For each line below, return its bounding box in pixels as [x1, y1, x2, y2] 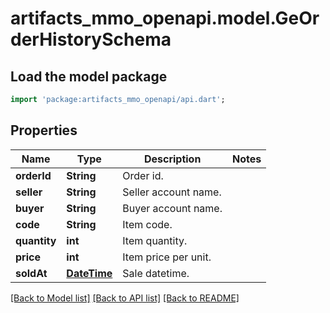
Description [143, 152, 202, 166]
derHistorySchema [10, 28, 172, 51]
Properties [10, 122, 78, 139]
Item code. [122, 217, 173, 231]
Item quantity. [122, 233, 188, 247]
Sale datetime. [122, 266, 190, 280]
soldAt [15, 266, 48, 280]
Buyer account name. [122, 201, 223, 215]
